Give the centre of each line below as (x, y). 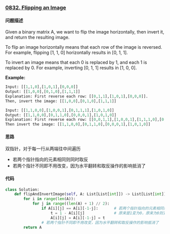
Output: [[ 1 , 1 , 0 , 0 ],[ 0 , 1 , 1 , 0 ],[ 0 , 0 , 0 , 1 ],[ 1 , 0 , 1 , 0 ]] (61, 115)
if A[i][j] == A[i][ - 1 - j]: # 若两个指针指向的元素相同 (102, 209)
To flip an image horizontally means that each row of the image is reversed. (84, 47)
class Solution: (22, 189)
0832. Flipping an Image (36, 8)
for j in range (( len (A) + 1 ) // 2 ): (71, 204)
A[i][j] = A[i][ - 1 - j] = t (78, 218)
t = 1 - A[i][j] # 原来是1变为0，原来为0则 (107, 213)
